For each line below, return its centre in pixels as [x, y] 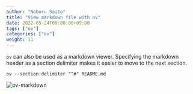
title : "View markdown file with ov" [54, 17]
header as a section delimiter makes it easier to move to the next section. [97, 63]
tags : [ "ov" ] [23, 28]
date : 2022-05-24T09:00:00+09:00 [48, 23]
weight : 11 [20, 40]
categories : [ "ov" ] [31, 34]
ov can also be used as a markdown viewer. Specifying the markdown [93, 57]
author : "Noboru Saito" [36, 12]
